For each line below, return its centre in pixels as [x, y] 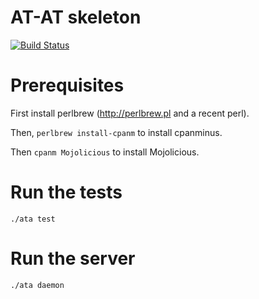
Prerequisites [67, 85]
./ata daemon [37, 285]
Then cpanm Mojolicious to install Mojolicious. [105, 152]
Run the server [73, 258]
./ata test [33, 219]
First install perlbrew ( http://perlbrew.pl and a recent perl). [130, 113]
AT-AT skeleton [76, 17]
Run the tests [66, 192]
